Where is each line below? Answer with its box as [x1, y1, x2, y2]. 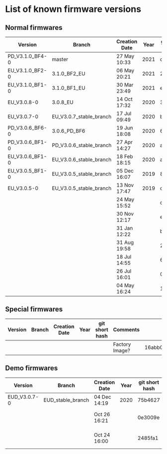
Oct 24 [93, 431, 110, 438]
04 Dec [93, 393, 111, 400]
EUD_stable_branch [43, 396, 89, 403]
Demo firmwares [5, 364, 58, 372]
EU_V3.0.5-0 [7, 185, 39, 191]
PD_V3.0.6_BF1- [7, 139, 47, 146]
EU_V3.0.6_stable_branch [52, 156, 112, 163]
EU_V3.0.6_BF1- [7, 153, 47, 160]
